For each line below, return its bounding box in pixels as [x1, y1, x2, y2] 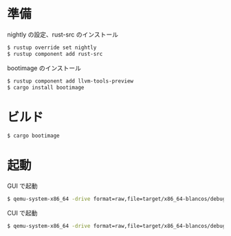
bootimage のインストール [7, 63, 81, 72]
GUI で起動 [7, 182, 38, 190]
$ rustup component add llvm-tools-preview [7, 77, 134, 85]
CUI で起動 [7, 209, 38, 217]
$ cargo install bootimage [7, 84, 85, 91]
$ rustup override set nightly [7, 44, 97, 51]
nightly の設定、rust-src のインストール [7, 30, 119, 39]
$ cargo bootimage [7, 132, 60, 140]
